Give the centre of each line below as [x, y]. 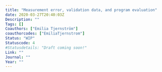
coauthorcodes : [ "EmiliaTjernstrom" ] [45, 33]
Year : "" [14, 62]
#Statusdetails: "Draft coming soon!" [46, 48]
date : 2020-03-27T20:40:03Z [35, 15]
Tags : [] [14, 24]
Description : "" [22, 19]
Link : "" [14, 52]
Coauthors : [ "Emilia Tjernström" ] [42, 29]
